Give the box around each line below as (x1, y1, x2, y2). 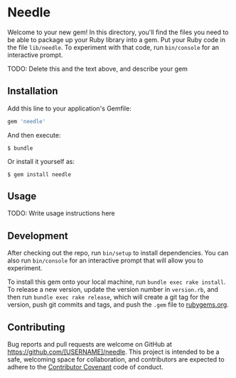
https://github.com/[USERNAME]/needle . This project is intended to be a (7, 347, 220, 357)
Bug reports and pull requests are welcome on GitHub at (7, 340, 173, 349)
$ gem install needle (7, 170, 72, 178)
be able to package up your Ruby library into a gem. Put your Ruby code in (7, 35, 226, 44)
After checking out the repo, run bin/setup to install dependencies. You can (7, 249, 229, 257)
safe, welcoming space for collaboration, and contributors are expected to (7, 355, 225, 364)
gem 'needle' (7, 118, 46, 125)
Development (7, 230, 69, 242)
